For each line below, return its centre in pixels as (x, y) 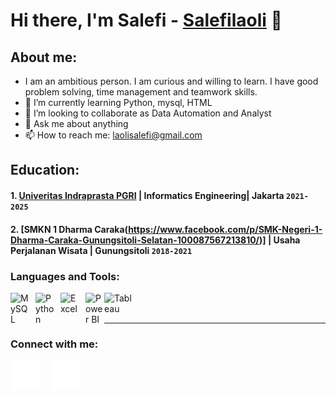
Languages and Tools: (65, 276)
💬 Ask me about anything (76, 123)
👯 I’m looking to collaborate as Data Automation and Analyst (148, 113)
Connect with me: (54, 344)
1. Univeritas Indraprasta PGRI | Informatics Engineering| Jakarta (147, 195)
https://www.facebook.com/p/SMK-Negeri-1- (225, 229)
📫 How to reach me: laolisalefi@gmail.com (113, 135)
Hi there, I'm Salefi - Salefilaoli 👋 (146, 20)
